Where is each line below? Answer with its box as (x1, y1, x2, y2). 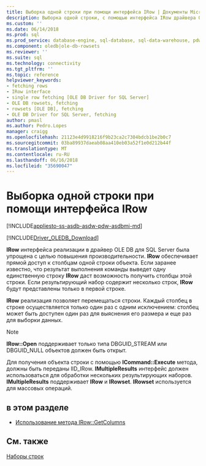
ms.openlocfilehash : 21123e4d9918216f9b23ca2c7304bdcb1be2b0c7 (6, 134, 172, 141)
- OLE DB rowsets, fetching (6, 100, 78, 106)
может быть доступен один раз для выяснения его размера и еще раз (6, 310, 192, 317)
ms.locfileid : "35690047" (6, 163, 72, 169)
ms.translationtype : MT (6, 145, 67, 152)
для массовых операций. (6, 385, 72, 392)
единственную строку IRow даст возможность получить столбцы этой (6, 272, 192, 279)
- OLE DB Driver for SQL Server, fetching (6, 111, 116, 118)
